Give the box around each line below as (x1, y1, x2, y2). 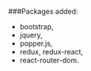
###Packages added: (8, 7, 78, 16)
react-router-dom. (19, 55, 79, 65)
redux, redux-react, (19, 47, 84, 56)
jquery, (19, 31, 43, 39)
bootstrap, (19, 22, 54, 31)
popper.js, (19, 39, 53, 48)
